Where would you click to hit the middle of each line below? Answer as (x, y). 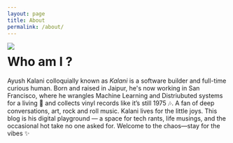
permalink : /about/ (36, 27)
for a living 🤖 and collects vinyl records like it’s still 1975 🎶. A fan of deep (111, 103)
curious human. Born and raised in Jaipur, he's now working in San (104, 88)
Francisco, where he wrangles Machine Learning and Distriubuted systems (115, 96)
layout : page (26, 14)
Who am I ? (40, 61)
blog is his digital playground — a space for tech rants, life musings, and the (116, 118)
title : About (26, 20)
